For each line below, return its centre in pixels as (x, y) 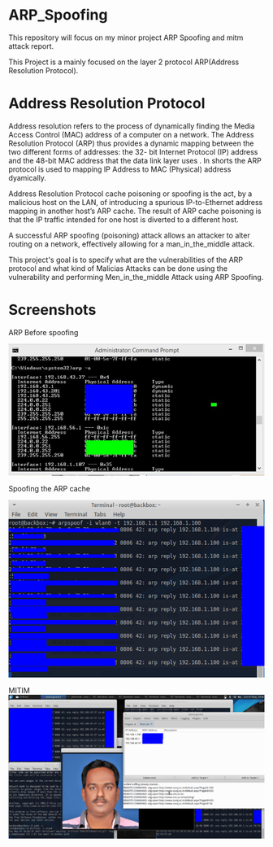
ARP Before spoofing (43, 332)
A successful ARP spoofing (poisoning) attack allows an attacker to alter (129, 235)
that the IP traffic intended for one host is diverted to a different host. (124, 219)
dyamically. (28, 177)
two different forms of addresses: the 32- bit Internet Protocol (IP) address (133, 151)
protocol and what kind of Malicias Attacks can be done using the (118, 268)
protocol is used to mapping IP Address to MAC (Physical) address (120, 169)
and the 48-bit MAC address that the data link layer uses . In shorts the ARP (135, 160)
